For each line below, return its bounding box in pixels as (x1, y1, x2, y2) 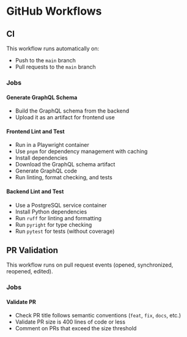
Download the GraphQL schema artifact (15, 161, 116, 168)
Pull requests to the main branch (15, 63, 96, 70)
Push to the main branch (15, 57, 76, 64)
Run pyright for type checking (15, 221, 92, 228)
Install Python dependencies (15, 208, 87, 215)
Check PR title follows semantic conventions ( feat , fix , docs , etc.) (15, 312, 182, 319)
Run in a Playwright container (15, 141, 90, 149)
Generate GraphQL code (15, 167, 78, 175)
